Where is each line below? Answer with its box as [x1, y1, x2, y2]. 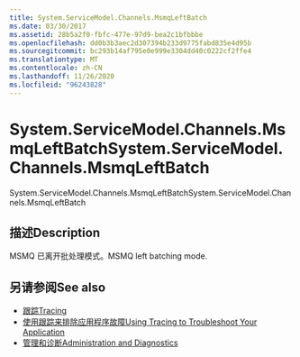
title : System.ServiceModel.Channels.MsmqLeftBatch [9, 13, 207, 23]
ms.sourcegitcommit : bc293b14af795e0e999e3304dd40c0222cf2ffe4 [9, 47, 252, 56]
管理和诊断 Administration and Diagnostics [22, 337, 178, 348]
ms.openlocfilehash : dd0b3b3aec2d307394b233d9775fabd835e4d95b [9, 38, 252, 48]
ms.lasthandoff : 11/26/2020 [9, 72, 115, 81]
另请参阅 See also [9, 279, 106, 295]
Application [22, 326, 66, 338]
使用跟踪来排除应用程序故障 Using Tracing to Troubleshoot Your [22, 316, 258, 327]
